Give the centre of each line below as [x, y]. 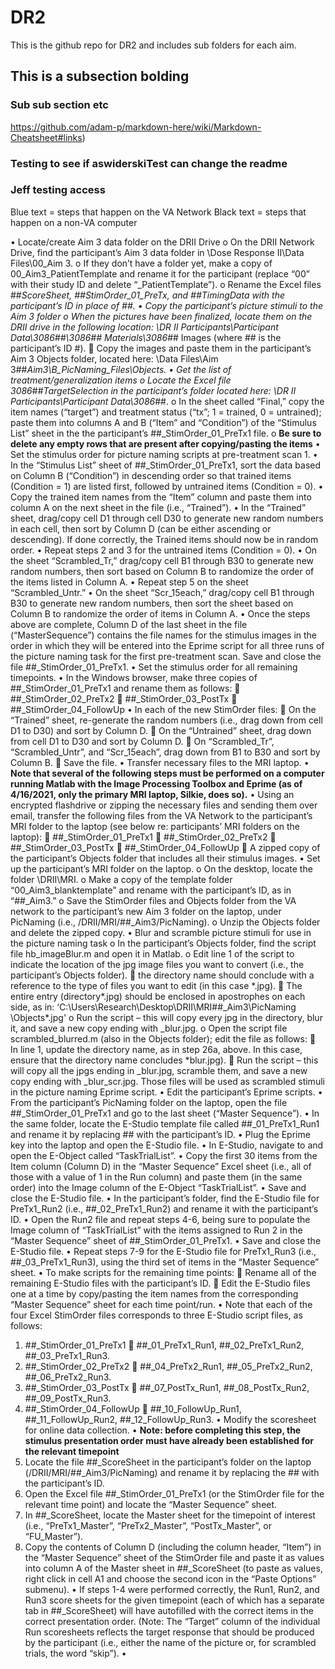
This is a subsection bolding [100, 76]
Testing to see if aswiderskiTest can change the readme [149, 163]
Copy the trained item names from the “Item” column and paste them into [161, 497]
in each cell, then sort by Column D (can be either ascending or [141, 528]
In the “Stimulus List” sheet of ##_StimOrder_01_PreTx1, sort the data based [166, 465]
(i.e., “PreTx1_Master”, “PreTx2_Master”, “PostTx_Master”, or [148, 1525]
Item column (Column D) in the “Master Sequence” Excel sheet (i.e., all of [161, 1166]
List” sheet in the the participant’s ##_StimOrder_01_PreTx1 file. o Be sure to [166, 433]
